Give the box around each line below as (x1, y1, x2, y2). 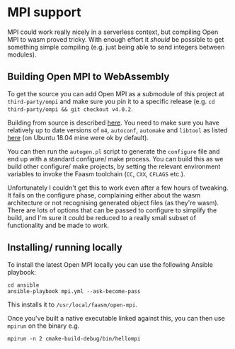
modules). (7, 50, 37, 59)
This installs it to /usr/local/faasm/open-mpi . (7, 300, 138, 309)
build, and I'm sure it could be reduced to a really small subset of (7, 213, 197, 222)
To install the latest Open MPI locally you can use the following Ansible (7, 260, 214, 269)
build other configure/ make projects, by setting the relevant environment (7, 162, 221, 171)
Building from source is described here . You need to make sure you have (7, 118, 219, 127)
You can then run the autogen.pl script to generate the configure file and (7, 147, 220, 156)
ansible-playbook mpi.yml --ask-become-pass (7, 287, 141, 294)
